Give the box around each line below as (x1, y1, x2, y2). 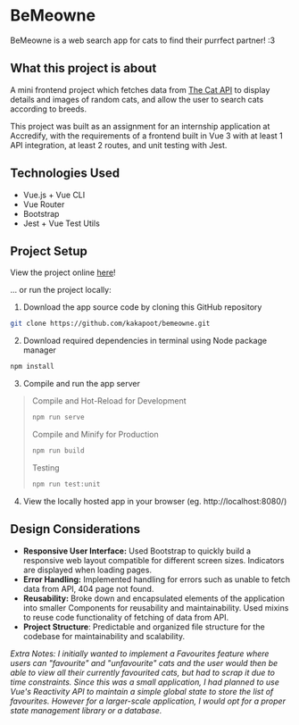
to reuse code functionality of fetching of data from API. (22, 612, 229, 622)
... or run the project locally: (10, 285, 112, 296)
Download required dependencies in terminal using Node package (22, 336, 267, 346)
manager (22, 345, 57, 355)
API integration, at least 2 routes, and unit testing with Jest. (10, 139, 228, 150)
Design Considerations (10, 521, 141, 537)
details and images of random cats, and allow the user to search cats (10, 94, 264, 104)
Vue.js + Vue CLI (22, 189, 86, 200)
